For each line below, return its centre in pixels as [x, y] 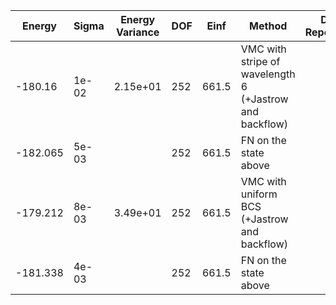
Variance [137, 32]
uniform [259, 194]
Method [268, 26]
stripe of [260, 61]
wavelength [268, 74]
